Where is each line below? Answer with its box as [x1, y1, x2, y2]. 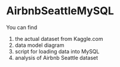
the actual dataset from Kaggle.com [14, 35, 103, 42]
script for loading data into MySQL [14, 47, 100, 55]
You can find [6, 24, 38, 31]
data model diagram [14, 42, 64, 49]
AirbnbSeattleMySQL [6, 4, 115, 18]
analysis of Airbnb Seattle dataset [14, 54, 99, 61]
